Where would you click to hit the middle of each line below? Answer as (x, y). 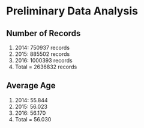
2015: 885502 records (42, 54)
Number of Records (43, 33)
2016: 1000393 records (44, 60)
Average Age (31, 86)
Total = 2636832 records (46, 67)
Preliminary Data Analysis (72, 11)
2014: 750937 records (42, 47)
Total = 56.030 (33, 119)
